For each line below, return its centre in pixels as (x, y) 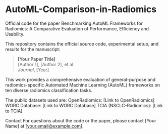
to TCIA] (14, 111)
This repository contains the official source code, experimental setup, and (82, 43)
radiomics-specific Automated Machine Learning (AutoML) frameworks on (83, 85)
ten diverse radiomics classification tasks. (49, 90)
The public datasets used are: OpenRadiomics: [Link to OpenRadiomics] (80, 100)
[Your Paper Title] (36, 59)
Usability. (15, 34)
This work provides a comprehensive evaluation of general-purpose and (80, 79)
